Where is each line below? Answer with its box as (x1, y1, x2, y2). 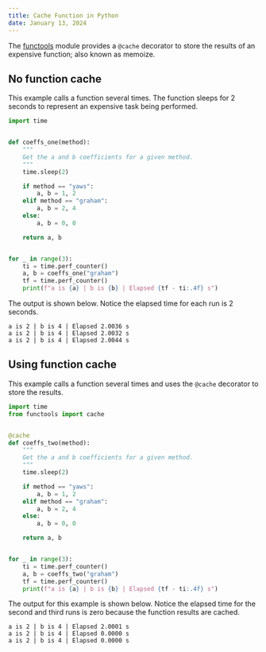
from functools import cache (8, 410, 105, 418)
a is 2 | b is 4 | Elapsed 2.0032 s (8, 330, 129, 338)
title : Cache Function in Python (8, 11, 119, 20)
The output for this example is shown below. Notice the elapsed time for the (8, 599, 256, 608)
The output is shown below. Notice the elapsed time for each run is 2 (8, 299, 234, 308)
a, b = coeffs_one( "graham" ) (22, 269, 119, 278)
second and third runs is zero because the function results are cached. (8, 608, 241, 617)
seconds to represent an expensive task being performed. (8, 102, 199, 111)
